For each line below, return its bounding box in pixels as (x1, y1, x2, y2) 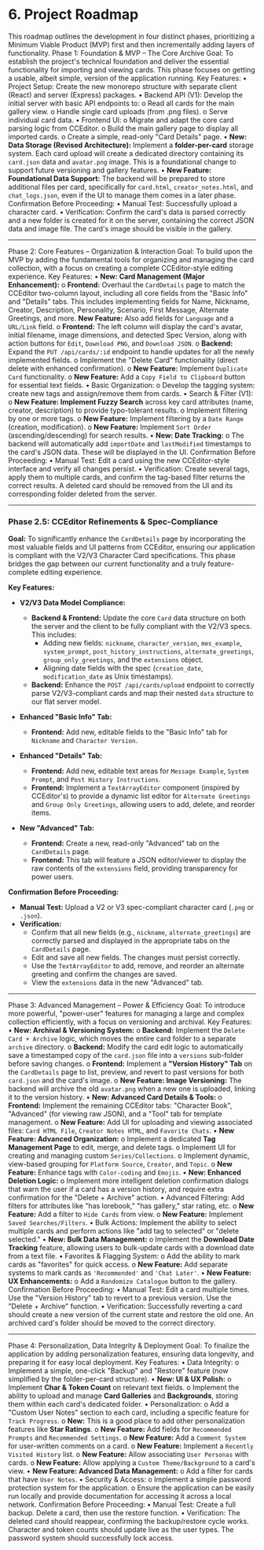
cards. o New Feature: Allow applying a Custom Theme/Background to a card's (8, 1458, 255, 1467)
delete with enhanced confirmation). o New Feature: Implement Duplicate (8, 364, 248, 373)
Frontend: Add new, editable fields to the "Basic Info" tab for (31, 727, 228, 737)
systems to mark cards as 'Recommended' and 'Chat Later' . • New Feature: (8, 1268, 252, 1278)
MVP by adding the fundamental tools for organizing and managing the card (8, 254, 255, 264)
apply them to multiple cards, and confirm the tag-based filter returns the (8, 472, 246, 482)
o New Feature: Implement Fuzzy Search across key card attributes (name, (8, 397, 254, 406)
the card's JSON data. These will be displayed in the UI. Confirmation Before (8, 447, 256, 457)
